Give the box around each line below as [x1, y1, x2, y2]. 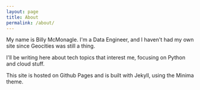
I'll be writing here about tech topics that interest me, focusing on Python [6, 54, 186, 61]
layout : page [6, 8, 39, 15]
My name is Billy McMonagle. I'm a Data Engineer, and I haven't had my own [6, 36, 194, 44]
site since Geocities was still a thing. [6, 42, 96, 49]
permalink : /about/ [6, 20, 55, 26]
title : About [6, 14, 39, 20]
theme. [6, 78, 24, 85]
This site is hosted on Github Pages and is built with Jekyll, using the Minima [6, 72, 194, 79]
